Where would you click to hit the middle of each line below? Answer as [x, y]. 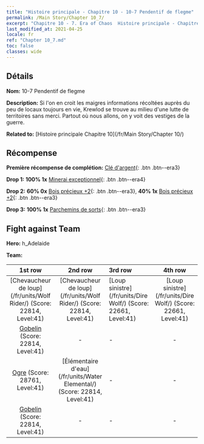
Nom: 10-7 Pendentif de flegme [46, 91]
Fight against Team [43, 229]
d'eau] [80, 369]
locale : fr [20, 35]
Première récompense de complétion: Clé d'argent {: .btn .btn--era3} [93, 167]
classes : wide [24, 52]
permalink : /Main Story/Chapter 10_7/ [55, 18]
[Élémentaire [80, 361]
